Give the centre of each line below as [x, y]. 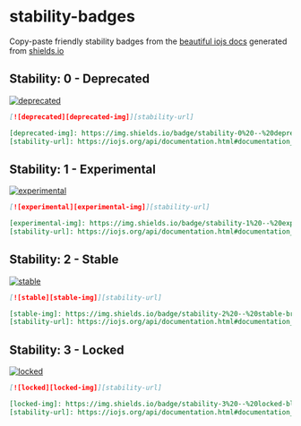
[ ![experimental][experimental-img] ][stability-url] [110, 208]
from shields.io [37, 50]
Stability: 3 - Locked [67, 349]
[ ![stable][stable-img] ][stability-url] [86, 297]
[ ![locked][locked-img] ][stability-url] [86, 388]
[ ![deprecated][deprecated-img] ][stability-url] [102, 117]
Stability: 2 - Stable [64, 260]
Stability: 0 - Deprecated [80, 79]
